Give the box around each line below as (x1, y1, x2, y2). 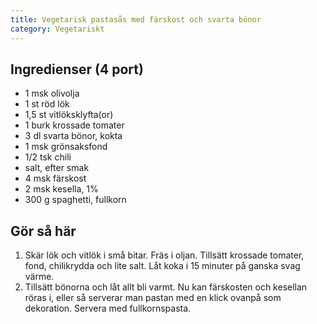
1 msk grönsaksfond (24, 141, 108, 153)
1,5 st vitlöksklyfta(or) (24, 109, 114, 121)
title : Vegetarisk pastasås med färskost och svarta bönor (10, 14, 262, 25)
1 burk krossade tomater (24, 119, 125, 131)
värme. (24, 271, 55, 283)
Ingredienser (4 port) (10, 61, 144, 78)
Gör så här (10, 222, 77, 240)
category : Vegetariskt (10, 24, 105, 34)
